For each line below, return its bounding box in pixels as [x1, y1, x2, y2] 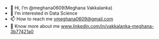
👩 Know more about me [10, 23, 60, 29]
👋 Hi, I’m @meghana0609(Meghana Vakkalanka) [10, 5, 112, 11]
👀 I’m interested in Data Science [10, 10, 78, 16]
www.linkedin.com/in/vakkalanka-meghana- [60, 23, 154, 29]
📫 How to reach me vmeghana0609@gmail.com [10, 16, 113, 22]
